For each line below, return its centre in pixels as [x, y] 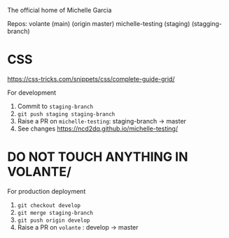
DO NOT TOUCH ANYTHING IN [98, 157]
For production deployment [47, 191]
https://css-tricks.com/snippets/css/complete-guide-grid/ [91, 79]
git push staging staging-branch [66, 114]
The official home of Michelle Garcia [60, 10]
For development [32, 92]
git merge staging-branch [55, 213]
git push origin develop [54, 220]
